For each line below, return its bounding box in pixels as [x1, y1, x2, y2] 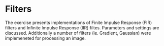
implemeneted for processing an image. [5, 35, 86, 41]
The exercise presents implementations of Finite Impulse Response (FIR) [5, 20, 152, 25]
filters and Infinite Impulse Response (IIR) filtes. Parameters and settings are [5, 24, 160, 30]
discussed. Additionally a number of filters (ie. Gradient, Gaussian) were [5, 30, 151, 36]
